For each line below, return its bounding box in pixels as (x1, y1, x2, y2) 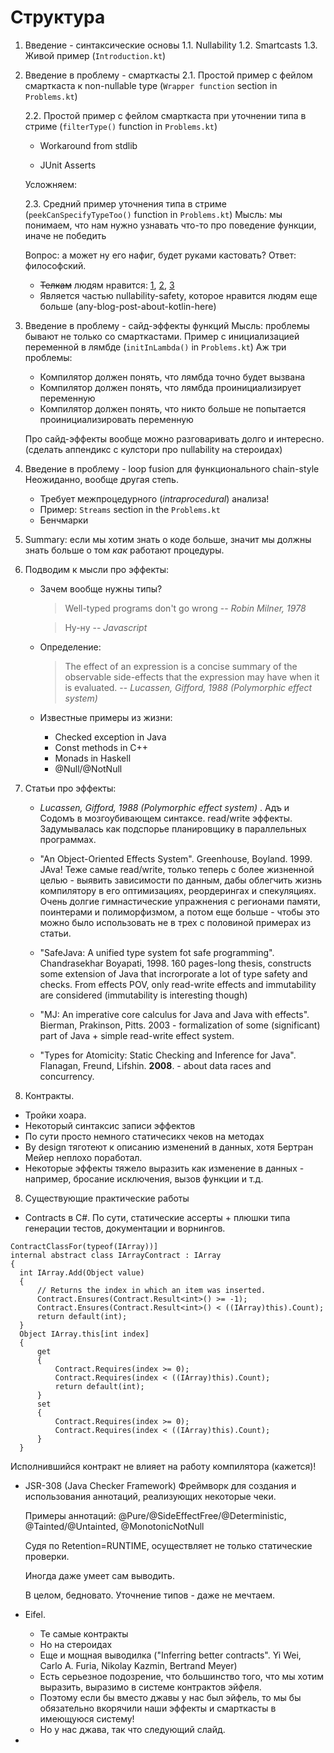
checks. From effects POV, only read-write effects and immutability (39, 978, 317, 990)
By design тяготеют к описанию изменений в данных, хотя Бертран (24, 1141, 314, 1153)
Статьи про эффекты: (24, 782, 117, 794)
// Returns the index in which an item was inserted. (36, 1285, 267, 1295)
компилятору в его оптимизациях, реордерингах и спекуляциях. (39, 884, 317, 896)
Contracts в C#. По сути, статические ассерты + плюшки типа (24, 1211, 291, 1223)
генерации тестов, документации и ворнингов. (24, 1222, 226, 1234)
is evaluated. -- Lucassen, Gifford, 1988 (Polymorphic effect (64, 681, 313, 693)
